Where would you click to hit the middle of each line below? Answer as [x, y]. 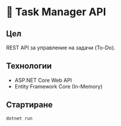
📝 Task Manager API [56, 12]
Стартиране [29, 105]
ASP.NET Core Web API [43, 80]
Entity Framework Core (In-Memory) [58, 86]
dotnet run [19, 118]
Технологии [29, 66]
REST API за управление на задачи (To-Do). [61, 47]
